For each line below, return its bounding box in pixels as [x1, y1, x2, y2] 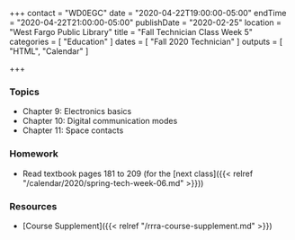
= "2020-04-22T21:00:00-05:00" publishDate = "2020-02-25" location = [9, 17, 282, 28]
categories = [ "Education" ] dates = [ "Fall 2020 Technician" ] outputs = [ [9, 36, 283, 47]
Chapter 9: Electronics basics [22, 106, 132, 117]
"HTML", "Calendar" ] [9, 46, 89, 57]
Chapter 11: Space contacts [22, 125, 124, 136]
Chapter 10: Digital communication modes [22, 116, 178, 127]
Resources [9, 200, 58, 212]
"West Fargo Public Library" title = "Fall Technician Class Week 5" [9, 27, 254, 37]
